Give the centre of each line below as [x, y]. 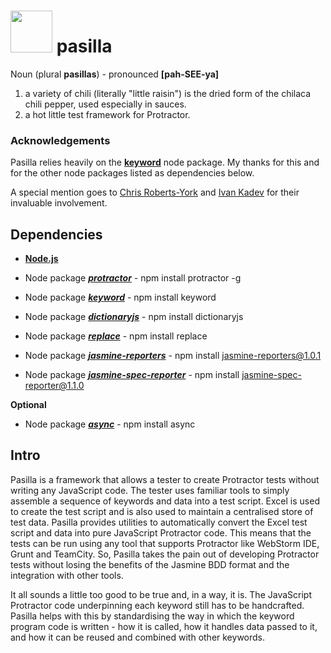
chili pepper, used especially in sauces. [105, 104]
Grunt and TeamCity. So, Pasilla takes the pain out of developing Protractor [165, 554]
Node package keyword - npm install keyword [120, 297]
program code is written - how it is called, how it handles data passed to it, [164, 626]
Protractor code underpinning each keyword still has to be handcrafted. [157, 605]
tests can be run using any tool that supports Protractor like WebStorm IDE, [165, 543]
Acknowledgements [60, 140]
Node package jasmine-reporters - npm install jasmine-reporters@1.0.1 [173, 356]
